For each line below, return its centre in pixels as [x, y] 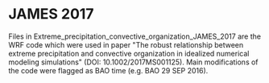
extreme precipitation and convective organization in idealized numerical [129, 53]
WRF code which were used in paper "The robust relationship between [126, 44]
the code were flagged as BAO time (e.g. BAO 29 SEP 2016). [108, 70]
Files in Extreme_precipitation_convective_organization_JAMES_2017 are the [135, 36]
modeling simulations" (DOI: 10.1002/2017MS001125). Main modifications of [134, 62]
